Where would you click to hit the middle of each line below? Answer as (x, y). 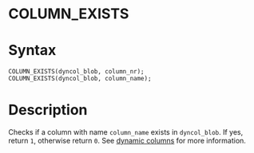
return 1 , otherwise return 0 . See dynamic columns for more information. (127, 141)
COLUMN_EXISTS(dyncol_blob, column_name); (80, 79)
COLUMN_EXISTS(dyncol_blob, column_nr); (77, 72)
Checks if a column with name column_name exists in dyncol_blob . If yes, (126, 132)
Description (48, 110)
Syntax (32, 51)
